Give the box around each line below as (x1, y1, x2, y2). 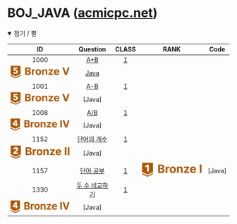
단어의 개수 (77, 135, 108, 144)
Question (78, 45, 107, 54)
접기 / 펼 (13, 29, 37, 37)
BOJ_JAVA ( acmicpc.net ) (7, 5, 158, 21)
